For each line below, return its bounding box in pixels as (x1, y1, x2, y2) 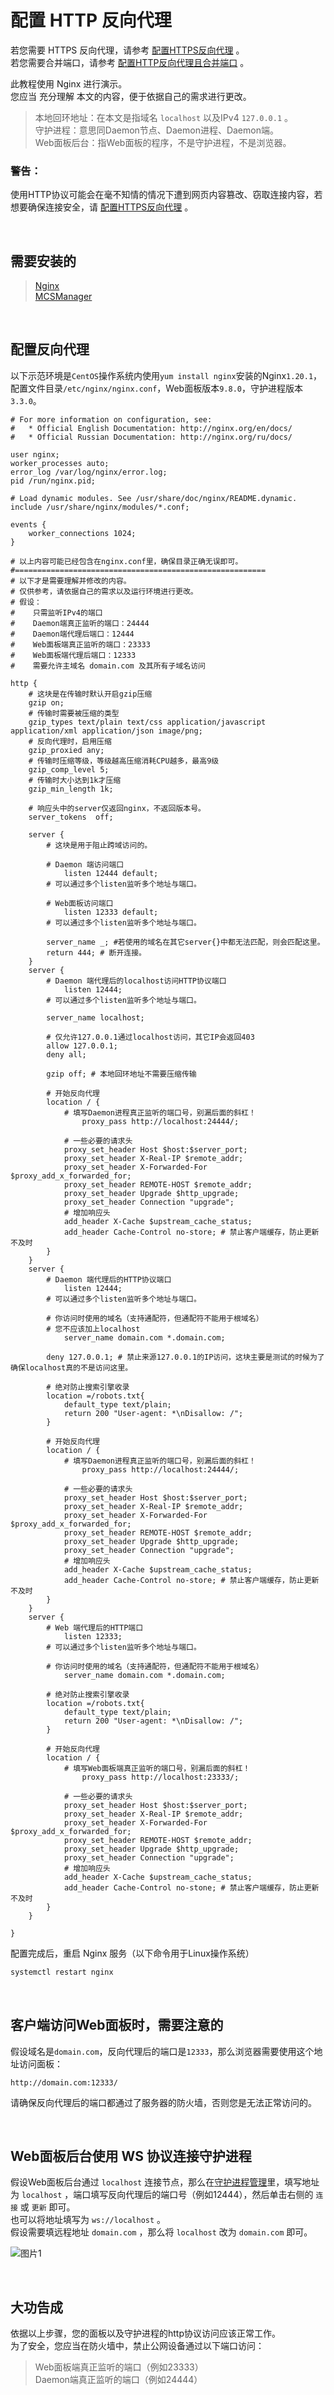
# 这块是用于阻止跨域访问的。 (46, 840, 153, 850)
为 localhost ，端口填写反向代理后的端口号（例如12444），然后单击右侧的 (10, 2189, 314, 2201)
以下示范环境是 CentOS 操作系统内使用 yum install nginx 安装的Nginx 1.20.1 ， (10, 369, 323, 381)
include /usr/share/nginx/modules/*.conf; (10, 502, 190, 512)
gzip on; (28, 697, 65, 708)
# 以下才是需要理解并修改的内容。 (10, 576, 132, 586)
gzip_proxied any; (28, 745, 105, 755)
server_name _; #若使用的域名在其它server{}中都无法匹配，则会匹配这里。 (46, 937, 325, 947)
